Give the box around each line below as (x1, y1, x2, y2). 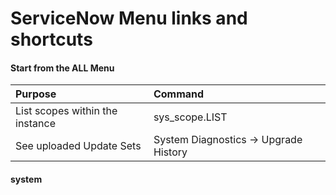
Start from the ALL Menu (10, 62, 115, 74)
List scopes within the (15, 104, 118, 118)
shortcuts (10, 28, 93, 51)
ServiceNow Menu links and (10, 7, 248, 30)
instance (15, 117, 56, 131)
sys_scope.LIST (153, 110, 228, 124)
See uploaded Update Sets (15, 139, 142, 153)
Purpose (15, 87, 57, 101)
